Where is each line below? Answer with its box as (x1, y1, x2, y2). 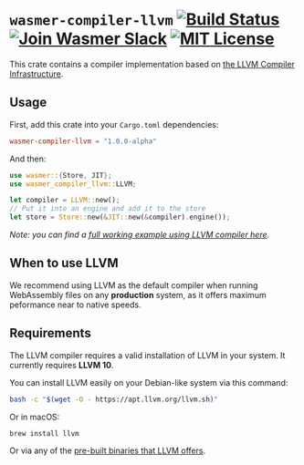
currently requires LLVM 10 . (9, 359, 114, 370)
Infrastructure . (9, 68, 64, 79)
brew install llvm (9, 429, 79, 438)
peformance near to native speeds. (9, 299, 142, 310)
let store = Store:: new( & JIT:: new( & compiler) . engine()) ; (9, 212, 231, 222)
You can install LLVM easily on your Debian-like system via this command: (9, 377, 288, 387)
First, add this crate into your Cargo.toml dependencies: (9, 119, 219, 129)
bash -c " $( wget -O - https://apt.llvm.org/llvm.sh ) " (9, 395, 219, 404)
